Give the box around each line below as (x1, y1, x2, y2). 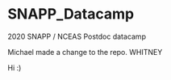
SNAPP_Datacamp (7, 5, 135, 23)
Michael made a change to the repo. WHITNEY (7, 47, 163, 57)
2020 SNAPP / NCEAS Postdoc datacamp (7, 32, 147, 41)
